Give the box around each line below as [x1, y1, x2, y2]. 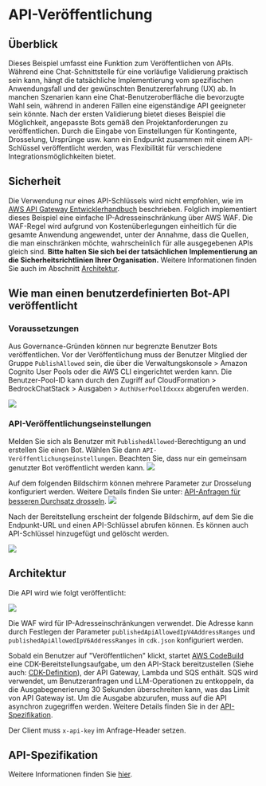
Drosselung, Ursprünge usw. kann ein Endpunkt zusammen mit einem [8, 135, 237, 144]
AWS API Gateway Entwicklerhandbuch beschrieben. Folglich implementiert [8, 204, 257, 214]
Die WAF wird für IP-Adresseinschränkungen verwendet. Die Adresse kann [8, 618, 253, 627]
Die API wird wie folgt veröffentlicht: [8, 588, 127, 597]
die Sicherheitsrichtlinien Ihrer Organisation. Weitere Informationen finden [8, 255, 257, 265]
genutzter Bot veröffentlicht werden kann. [8, 462, 146, 472]
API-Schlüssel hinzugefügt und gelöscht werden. [8, 529, 170, 538]
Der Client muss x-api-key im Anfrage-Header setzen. [8, 725, 186, 735]
